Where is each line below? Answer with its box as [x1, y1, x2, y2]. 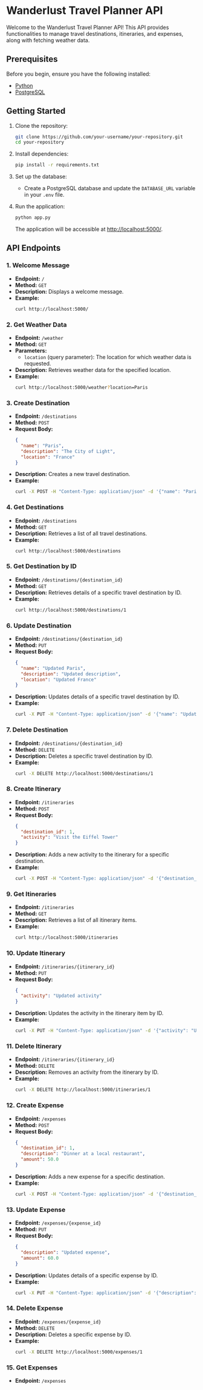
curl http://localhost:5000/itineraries [14, 935, 118, 941]
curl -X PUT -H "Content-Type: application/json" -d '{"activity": [14, 1028, 189, 1034]
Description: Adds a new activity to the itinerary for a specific [14, 851, 170, 858]
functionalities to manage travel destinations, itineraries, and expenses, [6, 30, 184, 37]
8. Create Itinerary [6, 785, 62, 793]
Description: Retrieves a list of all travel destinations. [14, 529, 147, 537]
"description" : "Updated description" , [21, 670, 121, 677]
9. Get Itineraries [6, 890, 57, 898]
